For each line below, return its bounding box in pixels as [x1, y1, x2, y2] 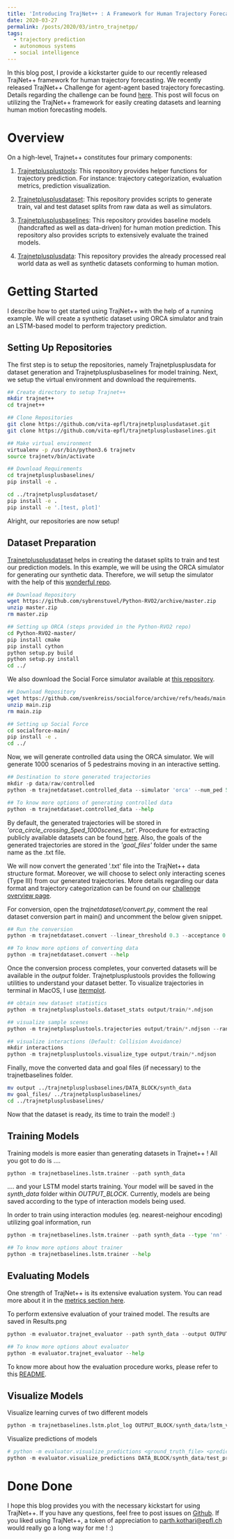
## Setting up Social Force [7, 720, 89, 727]
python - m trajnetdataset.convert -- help [7, 951, 130, 958]
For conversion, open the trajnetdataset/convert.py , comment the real [7, 905, 208, 913]
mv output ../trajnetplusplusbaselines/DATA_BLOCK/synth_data [7, 1084, 192, 1092]
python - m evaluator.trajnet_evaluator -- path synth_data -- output [7, 1330, 208, 1338]
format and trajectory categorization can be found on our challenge [7, 884, 201, 892]
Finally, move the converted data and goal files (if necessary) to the [7, 1063, 201, 1072]
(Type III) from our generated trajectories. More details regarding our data [7, 876, 219, 884]
